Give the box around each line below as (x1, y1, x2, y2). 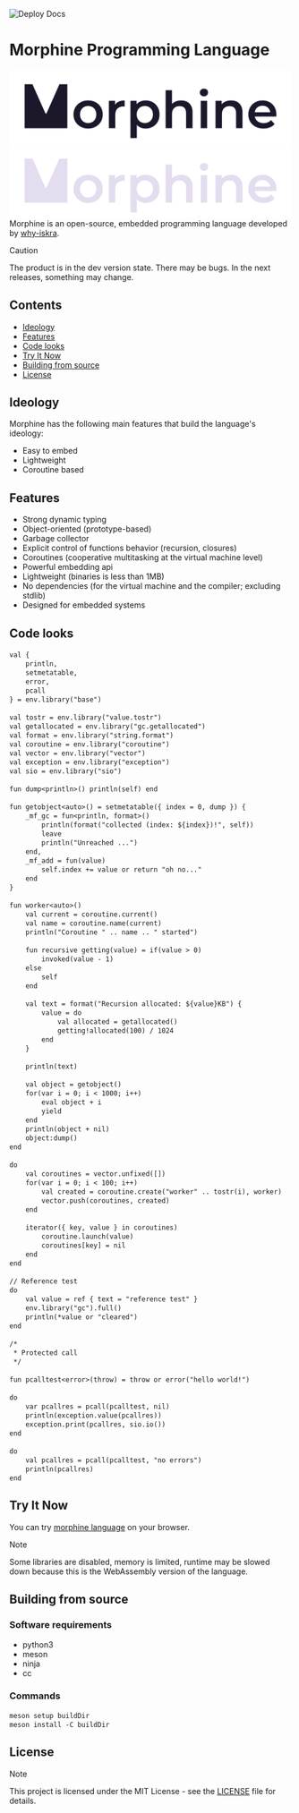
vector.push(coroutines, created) (41, 1196, 170, 1205)
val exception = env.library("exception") (9, 758, 170, 767)
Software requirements (9, 1619, 113, 1631)
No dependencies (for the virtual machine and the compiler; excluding (21, 581, 281, 592)
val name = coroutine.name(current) (25, 919, 163, 928)
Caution (9, 244, 38, 255)
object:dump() (25, 1134, 78, 1143)
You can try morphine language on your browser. (9, 1521, 191, 1532)
